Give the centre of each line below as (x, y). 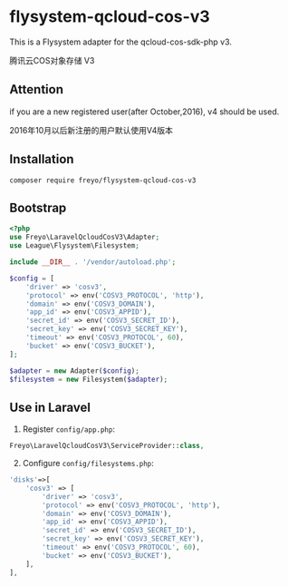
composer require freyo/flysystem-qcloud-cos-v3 (103, 180)
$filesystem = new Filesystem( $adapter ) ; (89, 379)
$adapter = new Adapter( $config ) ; (75, 371)
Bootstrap (38, 207)
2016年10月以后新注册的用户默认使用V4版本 (91, 130)
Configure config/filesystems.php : (88, 464)
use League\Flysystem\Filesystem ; (75, 246)
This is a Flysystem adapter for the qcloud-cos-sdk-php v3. (121, 42)
